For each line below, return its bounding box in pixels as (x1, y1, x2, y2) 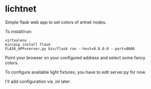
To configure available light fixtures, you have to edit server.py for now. (5, 69, 146, 75)
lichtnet (5, 3, 37, 14)
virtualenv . (5, 38, 31, 43)
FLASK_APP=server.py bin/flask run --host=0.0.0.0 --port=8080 (5, 46, 135, 51)
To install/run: (5, 28, 32, 34)
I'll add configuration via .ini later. (5, 78, 71, 84)
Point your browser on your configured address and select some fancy (5, 54, 146, 61)
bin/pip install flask (5, 42, 51, 47)
